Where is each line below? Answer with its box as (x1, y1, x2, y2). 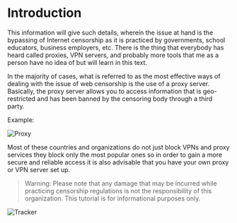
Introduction (7, 5, 82, 21)
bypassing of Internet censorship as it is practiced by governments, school (7, 35, 226, 44)
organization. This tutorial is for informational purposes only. (24, 194, 201, 203)
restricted (7, 94, 36, 103)
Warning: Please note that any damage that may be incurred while (24, 179, 217, 188)
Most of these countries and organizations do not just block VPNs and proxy (7, 143, 230, 151)
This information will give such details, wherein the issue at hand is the (7, 28, 214, 37)
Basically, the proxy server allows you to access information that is (7, 87, 202, 95)
